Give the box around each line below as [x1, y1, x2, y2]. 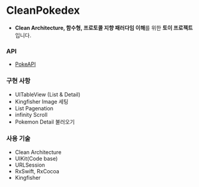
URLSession [14, 161, 46, 168]
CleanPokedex [6, 4, 80, 17]
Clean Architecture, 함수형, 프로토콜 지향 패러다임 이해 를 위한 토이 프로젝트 [14, 24, 193, 31]
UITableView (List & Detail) [14, 91, 81, 98]
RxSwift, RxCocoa [14, 167, 60, 174]
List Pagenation [14, 104, 54, 111]
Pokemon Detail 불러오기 [14, 118, 75, 125]
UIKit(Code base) [14, 155, 58, 162]
